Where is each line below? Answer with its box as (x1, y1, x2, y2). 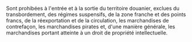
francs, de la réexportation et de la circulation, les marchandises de (6, 17, 169, 24)
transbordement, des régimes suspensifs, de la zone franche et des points (6, 11, 186, 18)
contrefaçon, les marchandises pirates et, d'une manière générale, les (6, 23, 176, 30)
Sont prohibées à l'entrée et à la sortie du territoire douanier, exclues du (6, 5, 180, 12)
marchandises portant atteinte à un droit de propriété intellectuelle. (6, 29, 168, 36)
